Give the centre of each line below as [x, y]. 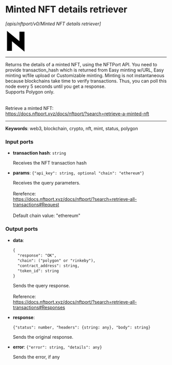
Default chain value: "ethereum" [47, 216]
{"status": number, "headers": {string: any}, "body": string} [82, 327]
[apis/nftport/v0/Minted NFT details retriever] [53, 24]
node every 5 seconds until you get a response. [56, 86]
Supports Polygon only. [30, 92]
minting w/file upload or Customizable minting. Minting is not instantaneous [85, 75]
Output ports [22, 229]
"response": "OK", [37, 255]
